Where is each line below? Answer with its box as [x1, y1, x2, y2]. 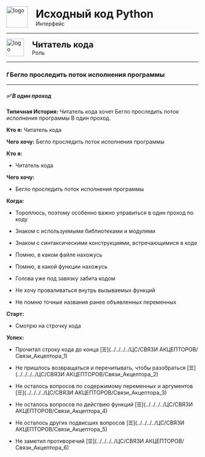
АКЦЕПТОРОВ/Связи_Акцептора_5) [15, 426, 108, 433]
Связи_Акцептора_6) [15, 444, 69, 452]
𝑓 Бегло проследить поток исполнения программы [6, 70, 165, 79]
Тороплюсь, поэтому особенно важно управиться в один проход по [15, 209, 194, 216]
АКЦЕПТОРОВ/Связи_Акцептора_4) [15, 408, 108, 415]
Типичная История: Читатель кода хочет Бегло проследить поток [6, 108, 179, 115]
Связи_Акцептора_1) [15, 353, 68, 360]
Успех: [6, 334, 24, 342]
